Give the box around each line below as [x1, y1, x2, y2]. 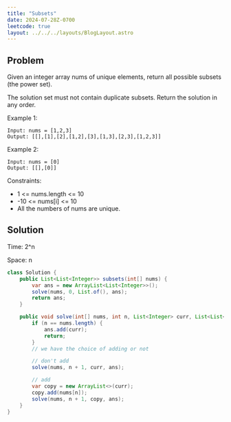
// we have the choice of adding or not [32, 345, 149, 352]
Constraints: [7, 176, 42, 185]
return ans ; [32, 294, 67, 302]
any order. [7, 101, 36, 109]
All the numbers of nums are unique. [16, 204, 120, 213]
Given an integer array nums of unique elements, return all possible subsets [7, 73, 222, 81]
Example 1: [7, 114, 38, 122]
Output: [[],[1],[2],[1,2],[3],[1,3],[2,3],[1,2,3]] [7, 133, 162, 141]
